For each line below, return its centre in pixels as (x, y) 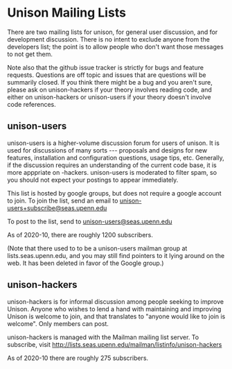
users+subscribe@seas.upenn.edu (57, 208)
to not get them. (30, 54)
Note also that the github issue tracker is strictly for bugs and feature (106, 67)
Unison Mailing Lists (67, 13)
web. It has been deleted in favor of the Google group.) (86, 263)
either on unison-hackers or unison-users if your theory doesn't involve (109, 97)
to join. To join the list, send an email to (63, 200)
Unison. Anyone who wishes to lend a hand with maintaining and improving (114, 309)
